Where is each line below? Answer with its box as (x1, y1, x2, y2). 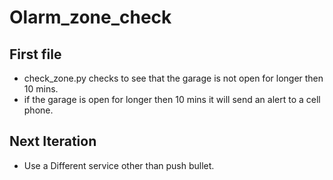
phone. (23, 104, 54, 116)
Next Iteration (9, 133, 97, 150)
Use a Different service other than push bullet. (23, 159, 215, 171)
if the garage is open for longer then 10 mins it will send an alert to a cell (23, 94, 321, 105)
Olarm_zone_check (9, 6, 172, 29)
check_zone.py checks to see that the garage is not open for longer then (23, 72, 324, 84)
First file (9, 46, 62, 63)
